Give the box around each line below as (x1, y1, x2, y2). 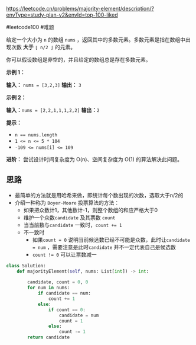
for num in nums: (27, 285, 70, 291)
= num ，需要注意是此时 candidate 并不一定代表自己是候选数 (32, 243, 176, 251)
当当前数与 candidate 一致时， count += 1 (23, 221, 122, 228)
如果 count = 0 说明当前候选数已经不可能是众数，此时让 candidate (32, 236, 191, 243)
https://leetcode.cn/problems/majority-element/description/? (6, 5, 155, 12)
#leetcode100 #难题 (6, 24, 54, 30)
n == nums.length (14, 132, 58, 138)
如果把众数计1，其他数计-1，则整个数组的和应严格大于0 (23, 206, 158, 213)
